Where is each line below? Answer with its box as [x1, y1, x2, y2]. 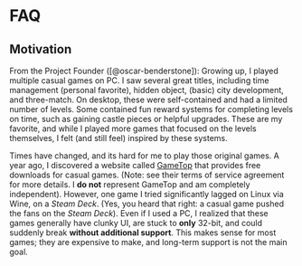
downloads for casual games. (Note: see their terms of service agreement [9, 169, 285, 180]
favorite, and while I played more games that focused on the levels [9, 123, 257, 134]
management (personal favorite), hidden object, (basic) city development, [9, 85, 285, 95]
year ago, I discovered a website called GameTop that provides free [9, 160, 261, 170]
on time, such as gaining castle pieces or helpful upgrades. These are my [9, 114, 283, 124]
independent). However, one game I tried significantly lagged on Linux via [9, 189, 285, 199]
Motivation [9, 42, 72, 57]
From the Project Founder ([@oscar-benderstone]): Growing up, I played [9, 65, 278, 76]
